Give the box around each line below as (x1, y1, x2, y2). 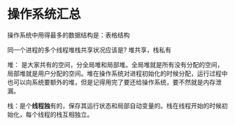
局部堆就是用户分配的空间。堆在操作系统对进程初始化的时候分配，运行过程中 (7, 69, 228, 78)
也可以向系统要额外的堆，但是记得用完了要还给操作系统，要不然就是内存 (7, 78, 215, 86)
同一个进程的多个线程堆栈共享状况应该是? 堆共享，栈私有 (7, 45, 172, 54)
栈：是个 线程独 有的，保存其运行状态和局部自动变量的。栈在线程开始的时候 (7, 101, 222, 110)
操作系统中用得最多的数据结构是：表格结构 (7, 31, 130, 39)
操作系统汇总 (7, 6, 82, 22)
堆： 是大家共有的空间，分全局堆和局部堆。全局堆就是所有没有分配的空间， (7, 60, 224, 68)
